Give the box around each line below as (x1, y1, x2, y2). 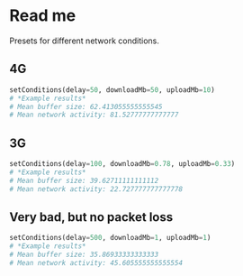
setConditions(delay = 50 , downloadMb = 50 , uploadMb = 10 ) (9, 85, 216, 95)
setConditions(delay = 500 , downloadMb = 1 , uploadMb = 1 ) (9, 234, 211, 243)
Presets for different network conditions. (9, 35, 159, 46)
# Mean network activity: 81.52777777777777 (9, 110, 179, 120)
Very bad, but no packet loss (9, 209, 174, 225)
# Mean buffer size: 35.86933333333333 (9, 250, 159, 260)
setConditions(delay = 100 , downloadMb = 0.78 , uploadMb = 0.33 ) (9, 160, 236, 169)
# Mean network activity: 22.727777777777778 (9, 184, 183, 194)
